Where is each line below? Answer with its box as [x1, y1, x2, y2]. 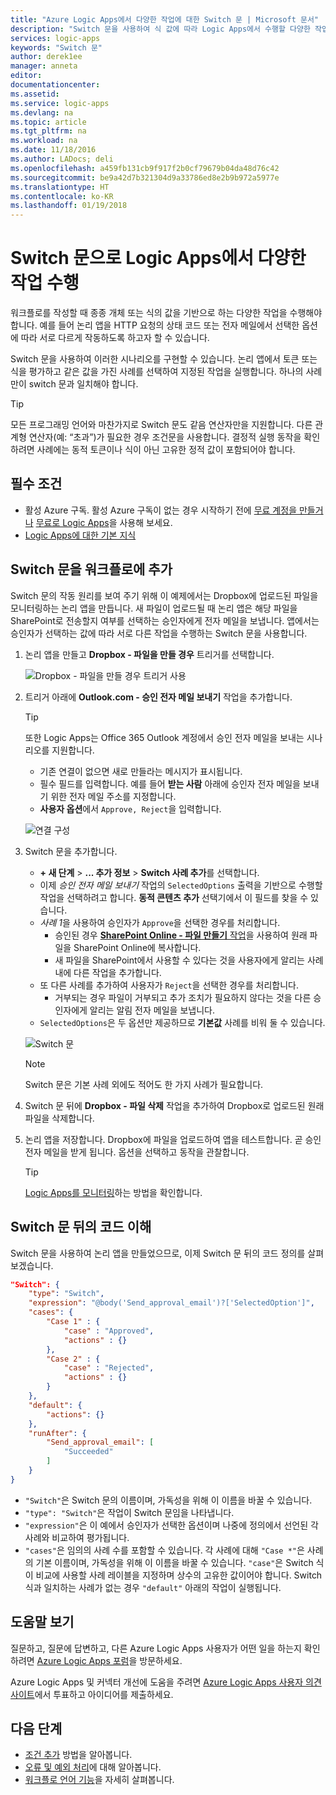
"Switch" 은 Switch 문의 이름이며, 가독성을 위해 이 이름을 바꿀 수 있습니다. [24, 1494, 313, 1506]
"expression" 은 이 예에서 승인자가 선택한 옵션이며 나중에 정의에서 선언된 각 [24, 1519, 319, 1531]
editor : [10, 71, 43, 81]
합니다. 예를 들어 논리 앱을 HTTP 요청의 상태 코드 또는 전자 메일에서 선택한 [10, 319, 300, 331]
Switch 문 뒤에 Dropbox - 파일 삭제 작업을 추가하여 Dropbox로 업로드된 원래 [24, 1099, 325, 1111]
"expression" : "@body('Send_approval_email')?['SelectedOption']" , [28, 1298, 315, 1308]
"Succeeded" [63, 1447, 114, 1457]
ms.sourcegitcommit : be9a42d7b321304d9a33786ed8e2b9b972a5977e [10, 172, 280, 183]
